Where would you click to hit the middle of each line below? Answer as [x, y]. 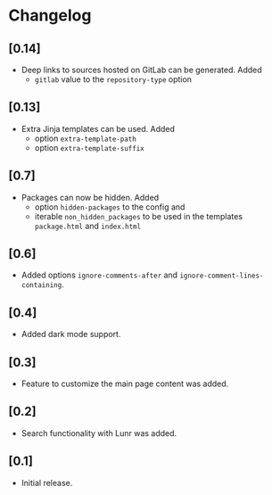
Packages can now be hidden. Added [90, 197]
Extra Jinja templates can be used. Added [98, 128]
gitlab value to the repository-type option [113, 79]
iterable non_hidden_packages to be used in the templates [138, 216]
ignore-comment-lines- [222, 276]
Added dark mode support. [71, 334]
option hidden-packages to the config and [110, 207]
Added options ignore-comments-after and [99, 275]
